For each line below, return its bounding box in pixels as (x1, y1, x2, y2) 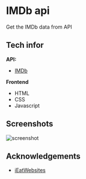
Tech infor (6, 40, 44, 50)
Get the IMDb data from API (6, 23, 73, 30)
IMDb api (6, 4, 50, 17)
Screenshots (6, 119, 53, 129)
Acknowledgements (6, 151, 81, 161)
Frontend (6, 78, 29, 85)
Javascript (14, 102, 40, 109)
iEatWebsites (14, 167, 46, 174)
